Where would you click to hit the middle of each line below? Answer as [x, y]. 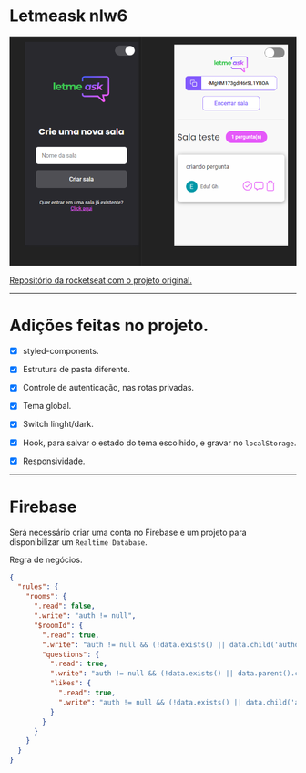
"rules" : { [38, 587]
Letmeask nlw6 [69, 16]
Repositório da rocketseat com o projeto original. [101, 280]
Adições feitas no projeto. [109, 326]
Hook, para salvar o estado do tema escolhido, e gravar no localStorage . [159, 443]
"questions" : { [71, 654]
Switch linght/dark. [58, 424]
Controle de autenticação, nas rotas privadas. [108, 388]
